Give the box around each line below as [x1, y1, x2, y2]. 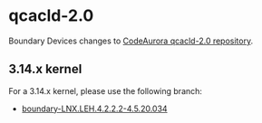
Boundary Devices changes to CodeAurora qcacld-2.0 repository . [8, 35, 254, 46]
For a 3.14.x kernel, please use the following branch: [8, 85, 203, 96]
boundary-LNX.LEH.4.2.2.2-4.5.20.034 [21, 103, 169, 114]
